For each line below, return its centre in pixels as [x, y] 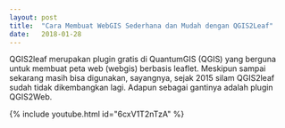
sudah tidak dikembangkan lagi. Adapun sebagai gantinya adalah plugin [142, 88]
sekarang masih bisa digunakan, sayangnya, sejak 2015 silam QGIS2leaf [142, 78]
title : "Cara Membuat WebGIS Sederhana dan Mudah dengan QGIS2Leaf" [142, 26]
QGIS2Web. [31, 97]
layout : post [34, 17]
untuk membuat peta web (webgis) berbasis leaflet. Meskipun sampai [138, 68]
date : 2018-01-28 [46, 34]
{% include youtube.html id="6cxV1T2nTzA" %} [97, 114]
